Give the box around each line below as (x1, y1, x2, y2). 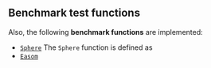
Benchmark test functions (8, 6, 141, 20)
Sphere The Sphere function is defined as (19, 43, 153, 52)
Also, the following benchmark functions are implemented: (8, 27, 203, 36)
